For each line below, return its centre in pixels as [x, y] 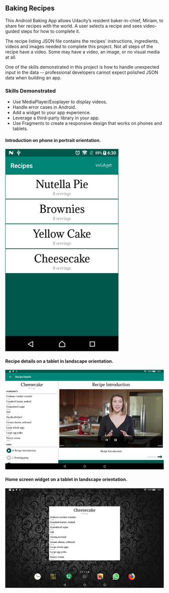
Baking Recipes [30, 8]
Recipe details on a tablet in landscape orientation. [59, 361]
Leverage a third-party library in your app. [56, 118]
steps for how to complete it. [51, 31]
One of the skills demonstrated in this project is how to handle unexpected [82, 67]
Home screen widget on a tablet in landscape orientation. [66, 479]
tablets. [20, 129]
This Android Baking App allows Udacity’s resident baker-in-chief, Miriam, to [84, 20]
